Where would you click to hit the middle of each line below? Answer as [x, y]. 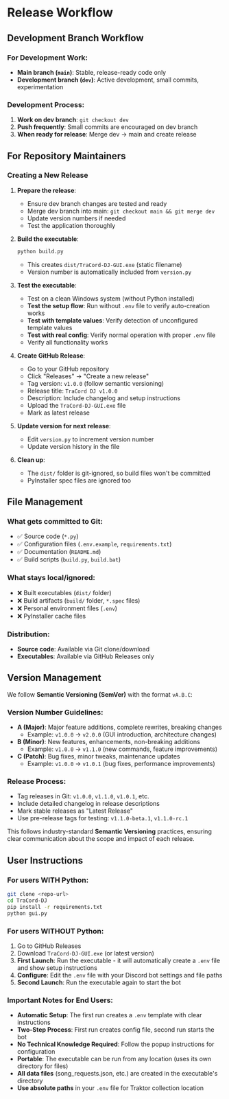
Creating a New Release [48, 175]
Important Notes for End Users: [60, 1000]
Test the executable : [47, 285]
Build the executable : [48, 239]
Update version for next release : [64, 426]
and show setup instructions [57, 968]
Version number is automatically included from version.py [109, 272]
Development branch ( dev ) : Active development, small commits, [108, 80]
